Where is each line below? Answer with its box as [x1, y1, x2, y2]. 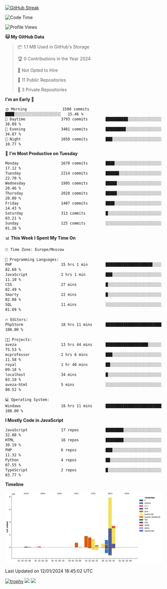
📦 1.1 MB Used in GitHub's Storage [17, 44, 90, 50]
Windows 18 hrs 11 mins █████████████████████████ [5, 403, 162, 408]
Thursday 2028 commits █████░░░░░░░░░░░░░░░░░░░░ [5, 191, 162, 196]
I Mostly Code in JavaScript [5, 417, 64, 423]
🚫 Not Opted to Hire [17, 68, 58, 73]
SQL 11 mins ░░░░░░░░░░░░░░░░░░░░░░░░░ [5, 302, 162, 307]
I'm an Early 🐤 [5, 97, 34, 102]
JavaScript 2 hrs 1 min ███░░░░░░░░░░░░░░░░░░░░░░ [5, 272, 162, 277]
